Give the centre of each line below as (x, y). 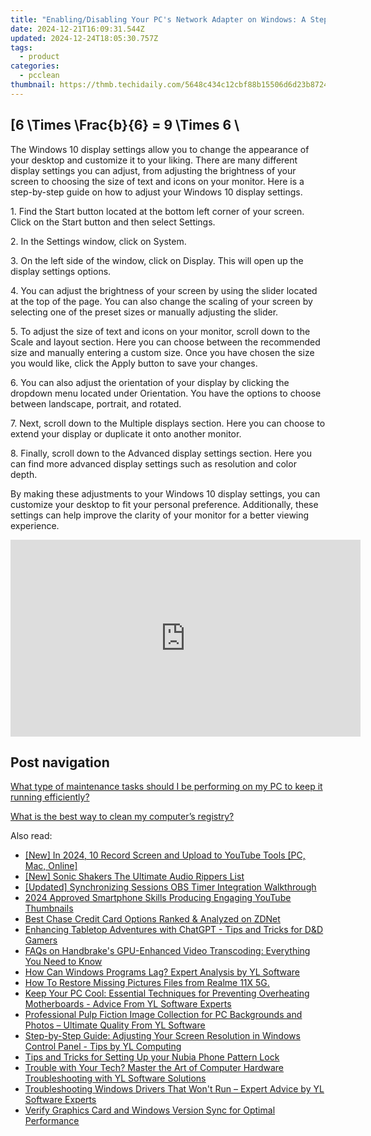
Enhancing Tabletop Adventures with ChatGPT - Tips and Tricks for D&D (174, 930)
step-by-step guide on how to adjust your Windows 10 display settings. (156, 192)
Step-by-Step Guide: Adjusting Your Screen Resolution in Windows (162, 1036)
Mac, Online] (51, 866)
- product (39, 57)
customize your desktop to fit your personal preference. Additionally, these (164, 504)
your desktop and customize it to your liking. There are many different (154, 160)
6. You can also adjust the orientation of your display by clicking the (150, 382)
